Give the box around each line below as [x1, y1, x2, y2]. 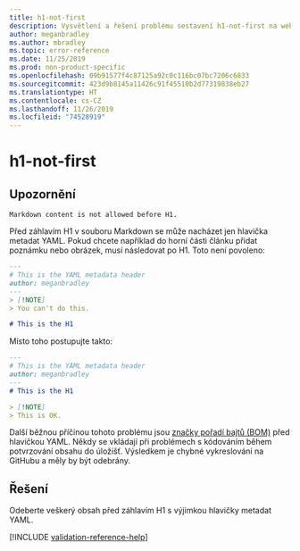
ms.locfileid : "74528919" [9, 113, 105, 121]
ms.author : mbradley [9, 38, 87, 47]
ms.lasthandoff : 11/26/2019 [9, 104, 114, 113]
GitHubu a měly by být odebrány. [9, 455, 131, 466]
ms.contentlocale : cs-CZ [9, 96, 102, 105]
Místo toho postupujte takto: [9, 336, 113, 346]
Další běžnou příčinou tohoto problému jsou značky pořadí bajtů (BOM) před [9, 427, 290, 438]
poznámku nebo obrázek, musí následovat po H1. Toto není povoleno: [9, 245, 265, 255]
